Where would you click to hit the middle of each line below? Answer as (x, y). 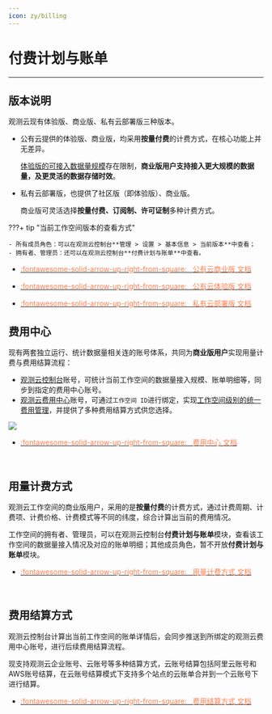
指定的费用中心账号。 (70, 390)
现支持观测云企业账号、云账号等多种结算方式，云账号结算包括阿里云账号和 (132, 663)
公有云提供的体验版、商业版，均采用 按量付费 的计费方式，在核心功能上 (137, 139)
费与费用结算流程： (40, 363)
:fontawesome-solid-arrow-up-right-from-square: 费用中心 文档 (128, 442)
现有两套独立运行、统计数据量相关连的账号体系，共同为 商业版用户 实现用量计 (136, 353)
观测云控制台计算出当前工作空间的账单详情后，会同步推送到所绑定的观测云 (132, 636)
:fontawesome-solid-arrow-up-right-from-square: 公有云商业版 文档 (136, 269)
